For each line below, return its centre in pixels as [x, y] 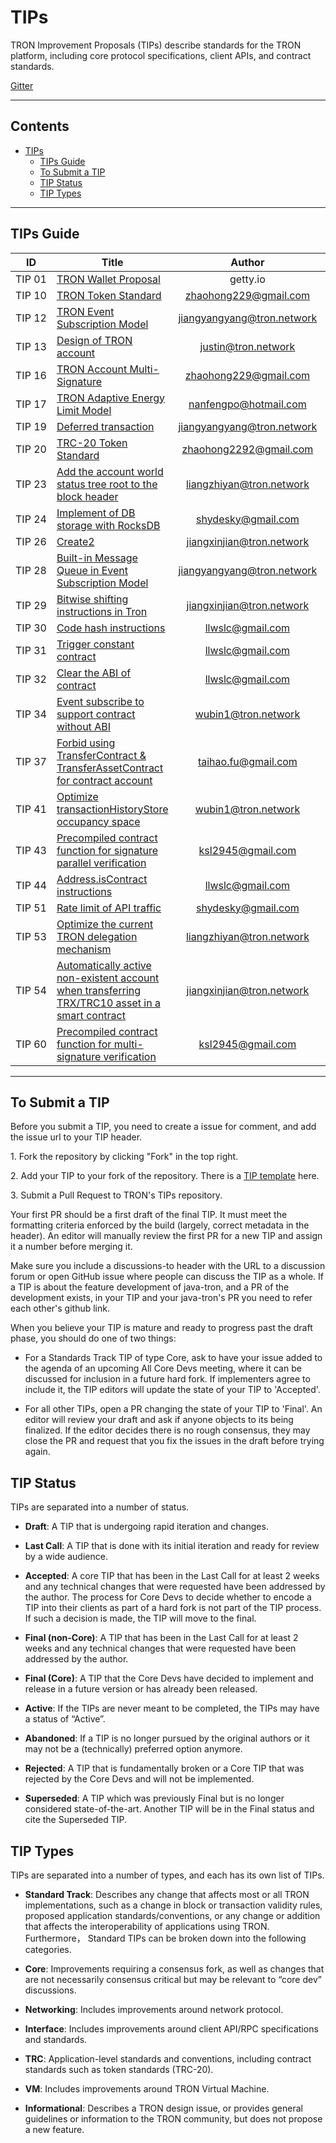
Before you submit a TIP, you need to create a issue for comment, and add [163, 1127]
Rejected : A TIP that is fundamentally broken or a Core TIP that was [164, 1768]
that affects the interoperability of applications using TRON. [147, 1926]
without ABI [83, 726]
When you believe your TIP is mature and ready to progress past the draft [161, 1328]
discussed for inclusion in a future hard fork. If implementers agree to [167, 1379]
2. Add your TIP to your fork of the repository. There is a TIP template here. [165, 1176]
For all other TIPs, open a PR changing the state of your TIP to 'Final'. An [173, 1409]
